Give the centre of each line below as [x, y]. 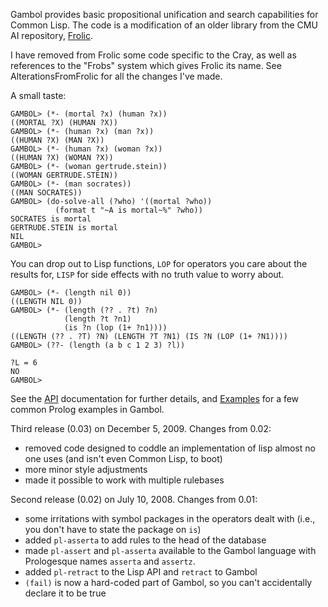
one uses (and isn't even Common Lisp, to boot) [123, 458]
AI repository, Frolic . [51, 35]
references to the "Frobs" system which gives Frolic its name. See [146, 65]
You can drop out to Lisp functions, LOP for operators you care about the [159, 263]
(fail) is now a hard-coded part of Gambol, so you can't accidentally [168, 582]
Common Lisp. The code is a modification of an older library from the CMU [164, 25]
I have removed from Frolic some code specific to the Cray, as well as [153, 55]
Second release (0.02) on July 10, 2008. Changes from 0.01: [134, 499]
